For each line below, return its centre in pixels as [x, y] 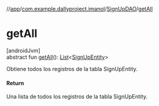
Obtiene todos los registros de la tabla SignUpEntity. [72, 69]
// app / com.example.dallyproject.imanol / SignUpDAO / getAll [79, 9]
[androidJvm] [24, 50]
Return [15, 83]
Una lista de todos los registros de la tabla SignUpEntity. [77, 97]
